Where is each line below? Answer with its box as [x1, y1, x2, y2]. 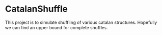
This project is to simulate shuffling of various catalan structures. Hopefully [5, 19, 157, 25]
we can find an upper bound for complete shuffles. [5, 24, 108, 30]
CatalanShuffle [5, 3, 68, 15]
